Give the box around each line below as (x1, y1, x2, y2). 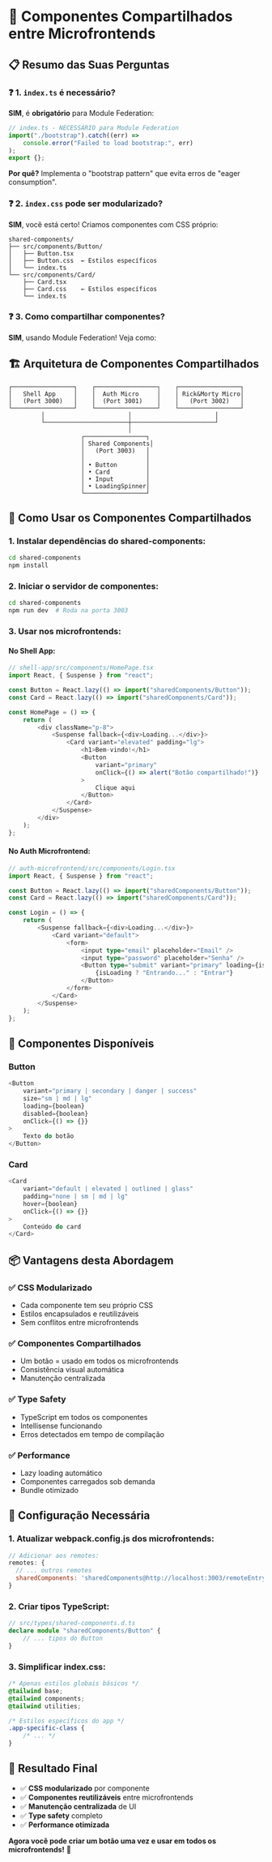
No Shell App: (8, 646, 56, 655)
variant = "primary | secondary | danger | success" (23, 1087, 198, 1096)
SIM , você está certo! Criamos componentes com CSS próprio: (8, 219, 219, 230)
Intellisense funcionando (19, 1421, 103, 1431)
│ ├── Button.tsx (8, 249, 74, 258)
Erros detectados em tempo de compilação (19, 1429, 164, 1439)
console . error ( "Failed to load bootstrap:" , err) (23, 139, 194, 147)
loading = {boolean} (23, 1102, 85, 1110)
